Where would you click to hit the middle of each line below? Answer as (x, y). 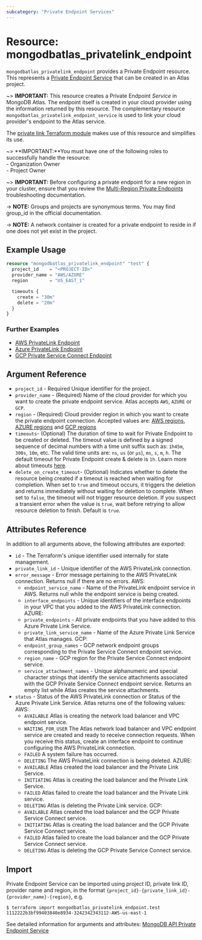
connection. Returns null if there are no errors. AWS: (80, 581)
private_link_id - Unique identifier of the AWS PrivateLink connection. (103, 569)
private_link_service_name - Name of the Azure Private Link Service (109, 632)
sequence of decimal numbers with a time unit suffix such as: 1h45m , (99, 446)
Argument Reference (46, 374)
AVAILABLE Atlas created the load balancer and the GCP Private (102, 812)
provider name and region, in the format (56, 890)
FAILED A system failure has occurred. (71, 754)
